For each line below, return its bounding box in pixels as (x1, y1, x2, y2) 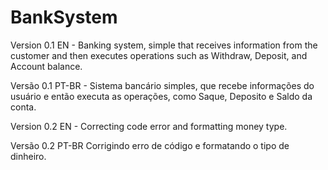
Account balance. (10, 60, 83, 72)
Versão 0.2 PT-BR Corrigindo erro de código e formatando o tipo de (10, 139, 290, 151)
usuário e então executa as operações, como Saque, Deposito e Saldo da (10, 90, 313, 102)
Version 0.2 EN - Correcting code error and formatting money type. (10, 120, 288, 132)
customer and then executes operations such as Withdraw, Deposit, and (10, 49, 308, 61)
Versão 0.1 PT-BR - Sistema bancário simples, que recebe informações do (10, 79, 315, 91)
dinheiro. (10, 150, 47, 162)
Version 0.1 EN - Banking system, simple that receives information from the (10, 39, 318, 51)
